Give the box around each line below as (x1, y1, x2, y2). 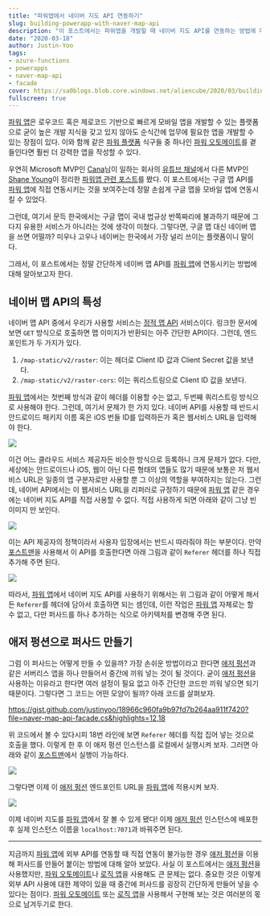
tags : (8, 49, 27, 57)
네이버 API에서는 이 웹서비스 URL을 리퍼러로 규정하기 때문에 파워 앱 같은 (18, 485, 245, 495)
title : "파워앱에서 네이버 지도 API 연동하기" (8, 11, 143, 20)
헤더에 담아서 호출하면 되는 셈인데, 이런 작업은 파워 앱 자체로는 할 (50, 600, 254, 609)
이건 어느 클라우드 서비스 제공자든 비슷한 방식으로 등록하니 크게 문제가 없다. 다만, (8, 455, 261, 464)
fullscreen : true (8, 94, 67, 102)
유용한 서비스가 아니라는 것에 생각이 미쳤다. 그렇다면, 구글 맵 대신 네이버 (22, 222, 248, 232)
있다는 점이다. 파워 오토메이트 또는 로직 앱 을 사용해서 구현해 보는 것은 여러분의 (8, 889, 253, 898)
